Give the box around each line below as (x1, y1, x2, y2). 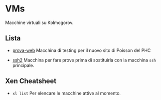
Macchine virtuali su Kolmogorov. (5, 19, 74, 25)
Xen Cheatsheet (5, 77, 57, 85)
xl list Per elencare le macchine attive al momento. (12, 90, 121, 96)
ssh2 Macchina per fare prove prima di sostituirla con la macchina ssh (12, 57, 156, 63)
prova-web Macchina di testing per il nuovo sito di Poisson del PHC (12, 47, 151, 53)
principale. (12, 62, 34, 68)
